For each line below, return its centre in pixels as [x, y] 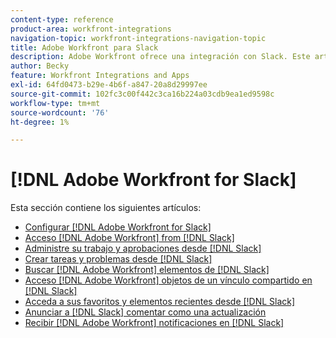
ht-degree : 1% [40, 122]
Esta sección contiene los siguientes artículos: [106, 208]
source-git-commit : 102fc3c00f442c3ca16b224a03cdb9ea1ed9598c [142, 94]
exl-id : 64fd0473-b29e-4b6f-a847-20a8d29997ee [109, 85]
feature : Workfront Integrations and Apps [100, 76]
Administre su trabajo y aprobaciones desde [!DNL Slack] [143, 248]
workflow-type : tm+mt [55, 103]
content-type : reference [62, 19]
